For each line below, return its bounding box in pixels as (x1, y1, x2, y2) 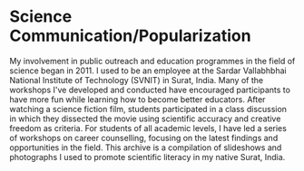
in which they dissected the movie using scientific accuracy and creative (9, 113, 281, 124)
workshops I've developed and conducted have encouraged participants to (9, 84, 290, 95)
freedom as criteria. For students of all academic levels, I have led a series (9, 122, 288, 133)
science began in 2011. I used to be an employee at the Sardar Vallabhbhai (9, 65, 288, 76)
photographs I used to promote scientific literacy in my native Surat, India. (9, 151, 286, 162)
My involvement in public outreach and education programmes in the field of (9, 55, 296, 66)
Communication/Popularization (9, 25, 251, 46)
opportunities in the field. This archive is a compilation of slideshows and (9, 142, 282, 153)
